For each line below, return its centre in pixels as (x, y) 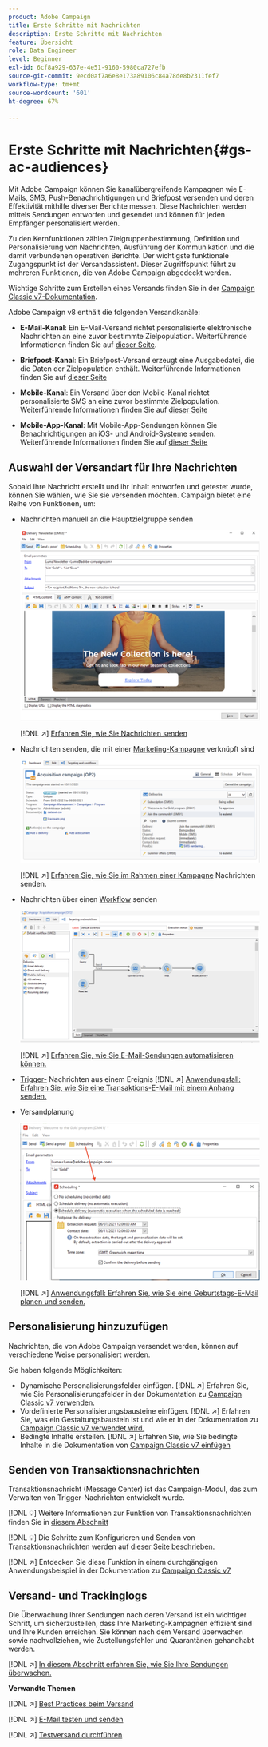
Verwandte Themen (42, 1689)
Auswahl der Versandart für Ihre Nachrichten (123, 467)
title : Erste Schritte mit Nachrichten (75, 25)
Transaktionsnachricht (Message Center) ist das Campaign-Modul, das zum (133, 1489)
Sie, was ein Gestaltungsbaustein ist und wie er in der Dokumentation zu (139, 1419)
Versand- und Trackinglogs (78, 1595)
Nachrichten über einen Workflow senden (89, 899)
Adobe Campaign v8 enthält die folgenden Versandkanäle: (104, 313)
